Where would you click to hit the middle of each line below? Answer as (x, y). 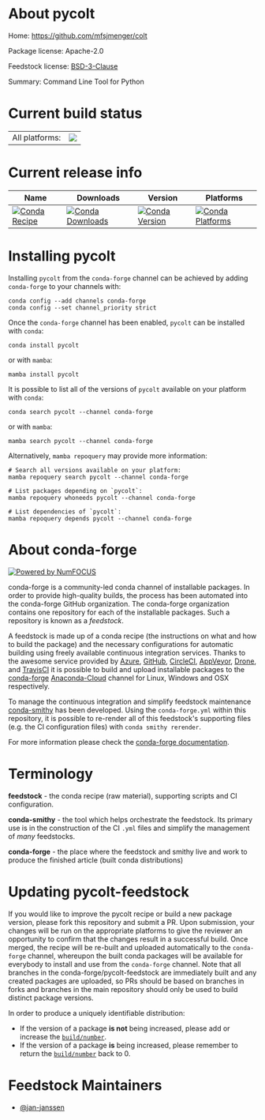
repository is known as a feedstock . (66, 620)
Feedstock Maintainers (85, 1085)
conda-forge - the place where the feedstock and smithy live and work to (128, 851)
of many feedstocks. (42, 836)
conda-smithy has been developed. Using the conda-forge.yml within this (127, 710)
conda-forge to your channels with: (65, 286)
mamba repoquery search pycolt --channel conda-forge (99, 477)
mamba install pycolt (44, 374)
